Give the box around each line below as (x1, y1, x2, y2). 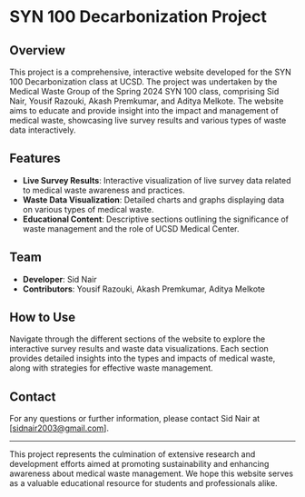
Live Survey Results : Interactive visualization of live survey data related (22, 174, 291, 185)
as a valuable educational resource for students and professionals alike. (9, 478, 279, 489)
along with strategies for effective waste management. (9, 363, 213, 373)
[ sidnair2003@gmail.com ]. (9, 422, 109, 433)
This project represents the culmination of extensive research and (9, 449, 256, 460)
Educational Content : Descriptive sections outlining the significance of (22, 214, 289, 224)
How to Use (9, 310, 76, 325)
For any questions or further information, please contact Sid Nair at (9, 413, 261, 424)
